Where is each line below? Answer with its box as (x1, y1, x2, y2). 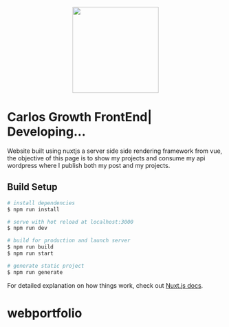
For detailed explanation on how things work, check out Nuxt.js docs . (7, 281, 204, 289)
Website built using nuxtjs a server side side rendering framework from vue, (7, 147, 223, 155)
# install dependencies (7, 200, 76, 207)
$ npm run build (7, 244, 54, 251)
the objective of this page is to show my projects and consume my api (7, 154, 206, 162)
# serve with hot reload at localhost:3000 (7, 218, 134, 225)
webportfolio (7, 305, 83, 321)
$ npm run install (7, 206, 60, 213)
